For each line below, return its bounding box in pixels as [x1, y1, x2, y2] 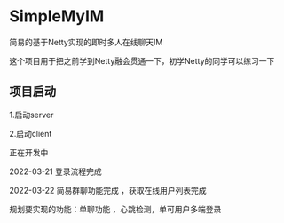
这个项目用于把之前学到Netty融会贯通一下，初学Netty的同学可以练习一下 [9, 55, 275, 66]
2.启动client [9, 128, 52, 139]
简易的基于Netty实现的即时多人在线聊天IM [9, 36, 163, 47]
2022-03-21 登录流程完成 [9, 166, 102, 177]
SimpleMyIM [9, 6, 105, 27]
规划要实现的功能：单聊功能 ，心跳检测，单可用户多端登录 [9, 203, 222, 214]
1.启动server [9, 109, 54, 120]
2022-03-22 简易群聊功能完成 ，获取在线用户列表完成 [9, 185, 207, 195]
